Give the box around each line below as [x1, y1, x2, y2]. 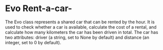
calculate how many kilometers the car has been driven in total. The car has [5, 29, 159, 35]
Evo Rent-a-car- [5, 3, 72, 14]
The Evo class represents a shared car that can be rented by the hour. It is [5, 19, 155, 25]
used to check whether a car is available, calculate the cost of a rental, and [5, 24, 157, 30]
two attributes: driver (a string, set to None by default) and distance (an [5, 34, 150, 40]
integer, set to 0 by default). [5, 39, 61, 45]
